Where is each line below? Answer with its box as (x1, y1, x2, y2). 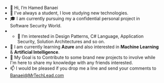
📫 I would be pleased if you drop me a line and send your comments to (9, 65, 157, 71)
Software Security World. (9, 23, 62, 28)
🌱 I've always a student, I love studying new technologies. (9, 10, 129, 16)
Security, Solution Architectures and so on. (17, 39, 105, 44)
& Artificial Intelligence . (9, 49, 60, 55)
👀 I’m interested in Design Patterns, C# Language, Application (17, 33, 144, 39)
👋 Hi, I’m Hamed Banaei (9, 5, 58, 10)
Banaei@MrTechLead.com (9, 73, 64, 78)
